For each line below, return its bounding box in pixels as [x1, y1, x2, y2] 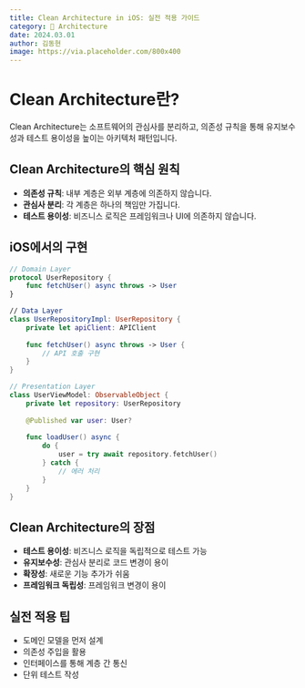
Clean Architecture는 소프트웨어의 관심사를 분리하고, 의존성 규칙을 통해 [9, 121, 264, 132]
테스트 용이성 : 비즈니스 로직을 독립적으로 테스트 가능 [22, 546, 208, 557]
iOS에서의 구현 [9, 240, 88, 255]
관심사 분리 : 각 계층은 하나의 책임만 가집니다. [22, 199, 180, 210]
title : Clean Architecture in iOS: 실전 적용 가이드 [9, 13, 200, 23]
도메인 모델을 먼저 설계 [22, 635, 104, 646]
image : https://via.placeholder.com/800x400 [9, 47, 181, 56]
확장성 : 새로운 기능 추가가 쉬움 [22, 569, 130, 580]
